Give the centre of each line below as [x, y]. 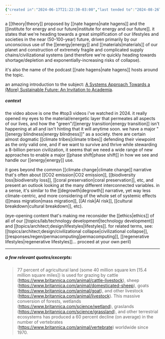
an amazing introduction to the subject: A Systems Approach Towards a [78, 84]
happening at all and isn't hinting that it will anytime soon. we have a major [80, 129]
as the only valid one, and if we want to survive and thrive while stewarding [81, 144]
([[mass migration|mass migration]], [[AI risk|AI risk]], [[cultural [69, 201]
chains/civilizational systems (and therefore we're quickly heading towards [81, 55]
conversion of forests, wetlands [49, 301]
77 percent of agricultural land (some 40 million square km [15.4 [82, 270]
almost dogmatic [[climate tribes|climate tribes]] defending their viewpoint [80, 139]
